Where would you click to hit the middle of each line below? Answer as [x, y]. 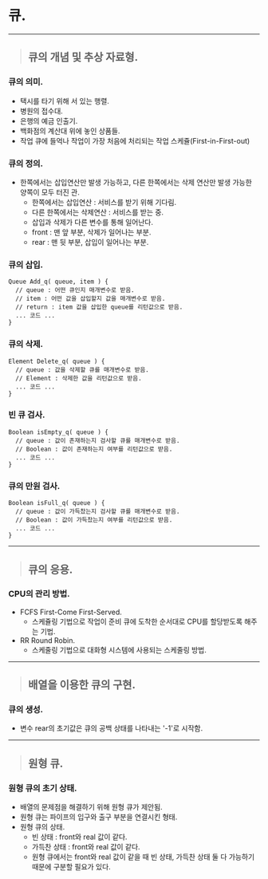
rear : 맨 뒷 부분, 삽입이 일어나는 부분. [90, 242]
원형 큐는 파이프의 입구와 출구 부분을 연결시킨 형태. [99, 817]
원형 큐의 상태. [42, 827]
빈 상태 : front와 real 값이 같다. [79, 837]
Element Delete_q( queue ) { [57, 361]
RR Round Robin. [47, 640]
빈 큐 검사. [27, 415]
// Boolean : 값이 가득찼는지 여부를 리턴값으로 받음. [94, 520]
